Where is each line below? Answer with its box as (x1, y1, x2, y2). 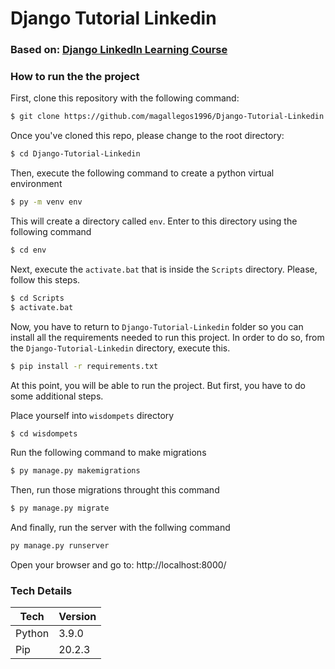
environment (10, 178, 63, 190)
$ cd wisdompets (10, 428, 78, 439)
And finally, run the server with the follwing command (10, 522, 231, 534)
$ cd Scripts (10, 293, 65, 303)
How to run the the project (10, 70, 140, 84)
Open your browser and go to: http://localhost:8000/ (10, 559, 227, 571)
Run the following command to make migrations (10, 447, 207, 459)
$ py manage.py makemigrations (10, 466, 141, 476)
